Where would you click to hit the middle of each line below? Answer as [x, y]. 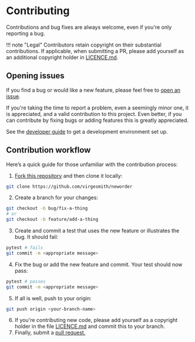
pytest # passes [26, 281]
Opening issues [35, 76]
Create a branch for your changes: [56, 198]
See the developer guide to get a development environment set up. [87, 131]
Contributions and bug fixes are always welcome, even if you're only [89, 27]
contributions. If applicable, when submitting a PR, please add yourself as [95, 51]
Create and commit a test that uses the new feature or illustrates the [97, 231]
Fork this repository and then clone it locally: [68, 175]
